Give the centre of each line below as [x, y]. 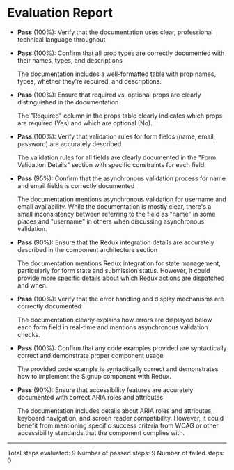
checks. [29, 334]
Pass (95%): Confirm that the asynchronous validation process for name [122, 178]
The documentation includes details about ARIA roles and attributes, [115, 410]
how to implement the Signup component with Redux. [94, 376]
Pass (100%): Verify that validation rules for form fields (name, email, [116, 136]
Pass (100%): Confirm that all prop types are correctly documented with [121, 53]
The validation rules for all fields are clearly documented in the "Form [117, 157]
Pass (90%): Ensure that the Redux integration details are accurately [116, 242]
